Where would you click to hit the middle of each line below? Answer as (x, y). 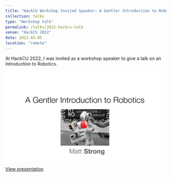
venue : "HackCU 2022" (28, 32)
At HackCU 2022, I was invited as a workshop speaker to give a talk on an (83, 58)
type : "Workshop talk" (29, 21)
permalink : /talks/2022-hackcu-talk (44, 27)
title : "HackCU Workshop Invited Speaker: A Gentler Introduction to (81, 11)
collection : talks (25, 16)
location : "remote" (26, 43)
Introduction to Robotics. (31, 63)
